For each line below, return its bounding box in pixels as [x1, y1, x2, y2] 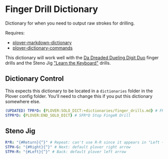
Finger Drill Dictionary [5, 4, 98, 15]
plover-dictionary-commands [12, 45, 73, 51]
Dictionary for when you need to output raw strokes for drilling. [5, 20, 135, 26]
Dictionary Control [5, 74, 64, 83]
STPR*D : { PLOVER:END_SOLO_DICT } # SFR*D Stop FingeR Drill [5, 113, 131, 118]
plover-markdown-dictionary [12, 39, 72, 46]
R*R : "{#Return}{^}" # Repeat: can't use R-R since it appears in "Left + [5, 140, 164, 145]
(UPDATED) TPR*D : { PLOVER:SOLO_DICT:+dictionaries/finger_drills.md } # [5, 108, 157, 113]
